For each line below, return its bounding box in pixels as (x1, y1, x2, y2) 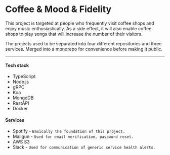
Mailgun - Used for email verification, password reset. (12, 133, 134, 139)
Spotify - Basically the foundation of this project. (12, 128, 125, 134)
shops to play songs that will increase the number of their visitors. (5, 31, 143, 37)
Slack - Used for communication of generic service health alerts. (12, 144, 156, 150)
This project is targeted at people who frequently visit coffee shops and (5, 20, 154, 26)
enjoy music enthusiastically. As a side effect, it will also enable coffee (5, 25, 152, 31)
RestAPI (12, 100, 29, 106)
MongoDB (12, 95, 34, 101)
